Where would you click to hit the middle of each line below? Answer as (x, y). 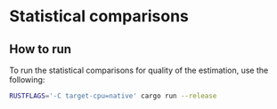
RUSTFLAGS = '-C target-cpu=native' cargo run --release (113, 96)
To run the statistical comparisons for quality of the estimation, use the (139, 70)
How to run (41, 49)
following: (27, 80)
